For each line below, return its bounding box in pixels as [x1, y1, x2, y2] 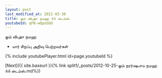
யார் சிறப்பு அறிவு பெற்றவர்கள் [12, 44, 68, 49]
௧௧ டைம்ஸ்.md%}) [5, 68, 41, 74]
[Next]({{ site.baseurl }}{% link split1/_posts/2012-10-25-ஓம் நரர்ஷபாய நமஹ [5, 62, 157, 68]
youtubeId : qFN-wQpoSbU [5, 20, 53, 26]
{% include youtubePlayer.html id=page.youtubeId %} [5, 53, 113, 59]
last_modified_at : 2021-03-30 [5, 12, 66, 16]
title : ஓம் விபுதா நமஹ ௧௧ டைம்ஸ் [5, 16, 70, 21]
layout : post [5, 7, 32, 12]
